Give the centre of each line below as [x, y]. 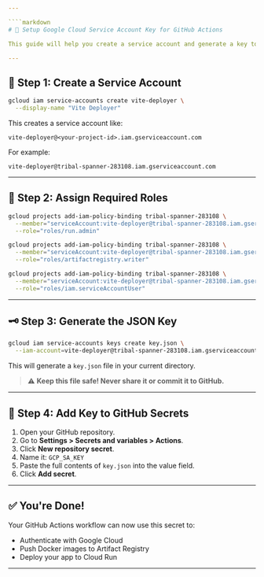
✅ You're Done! [46, 506]
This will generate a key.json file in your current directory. [102, 366]
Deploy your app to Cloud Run [68, 557]
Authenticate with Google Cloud [71, 540]
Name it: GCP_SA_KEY [52, 457]
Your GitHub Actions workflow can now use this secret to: [101, 525]
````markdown [29, 22]
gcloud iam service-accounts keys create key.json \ [96, 343]
